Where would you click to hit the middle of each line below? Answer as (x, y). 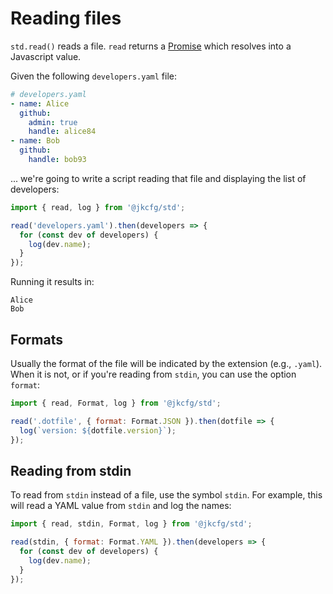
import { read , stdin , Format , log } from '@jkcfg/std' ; (131, 524)
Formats (36, 339)
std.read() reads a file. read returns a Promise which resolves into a (151, 46)
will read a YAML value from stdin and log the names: (121, 506)
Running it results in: (52, 282)
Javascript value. (46, 56)
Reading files (66, 18)
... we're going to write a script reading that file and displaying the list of (158, 178)
